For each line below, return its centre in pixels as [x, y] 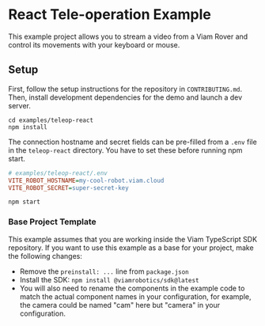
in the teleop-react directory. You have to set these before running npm [125, 150]
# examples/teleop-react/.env [58, 173]
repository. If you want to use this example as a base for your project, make [131, 248]
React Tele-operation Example [110, 15]
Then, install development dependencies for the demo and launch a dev [125, 97]
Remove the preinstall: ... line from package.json [104, 271]
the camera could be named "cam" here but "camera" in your [120, 305]
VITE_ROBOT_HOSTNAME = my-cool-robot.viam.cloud [86, 180]
